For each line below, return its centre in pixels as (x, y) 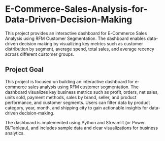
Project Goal (24, 70)
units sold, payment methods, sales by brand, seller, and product (71, 97)
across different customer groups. (40, 54)
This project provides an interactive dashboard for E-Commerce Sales (76, 33)
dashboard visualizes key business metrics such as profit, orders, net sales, (82, 92)
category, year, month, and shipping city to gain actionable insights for (77, 107)
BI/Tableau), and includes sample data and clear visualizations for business (82, 128)
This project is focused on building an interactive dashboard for (69, 81)
